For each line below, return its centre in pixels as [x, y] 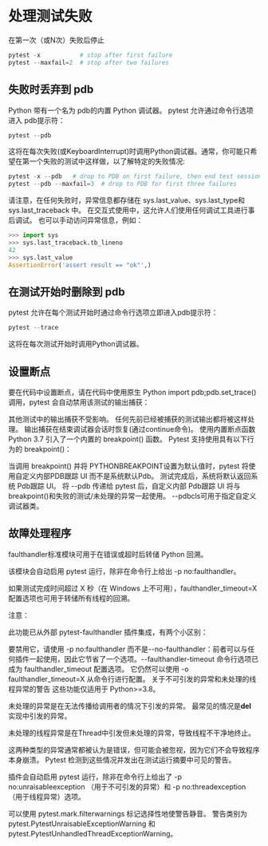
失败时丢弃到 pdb [51, 90]
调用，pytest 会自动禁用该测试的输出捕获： [79, 402]
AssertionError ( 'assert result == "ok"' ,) [80, 265]
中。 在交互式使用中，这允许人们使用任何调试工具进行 [160, 210]
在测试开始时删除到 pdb [67, 292]
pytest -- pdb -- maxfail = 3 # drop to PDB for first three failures [123, 184]
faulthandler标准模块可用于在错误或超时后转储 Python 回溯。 [108, 554]
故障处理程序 [40, 534]
